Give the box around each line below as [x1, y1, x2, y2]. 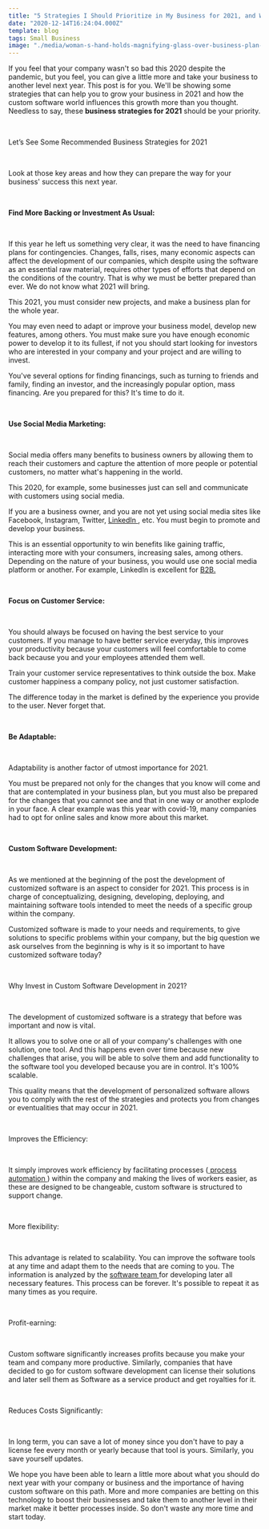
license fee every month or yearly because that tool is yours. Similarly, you [8, 1446, 255, 1455]
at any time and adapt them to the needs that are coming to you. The [8, 1261, 235, 1271]
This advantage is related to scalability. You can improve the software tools [8, 1253, 256, 1263]
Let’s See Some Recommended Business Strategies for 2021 [8, 137, 208, 147]
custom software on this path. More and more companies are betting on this [8, 1486, 259, 1496]
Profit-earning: [8, 1318, 57, 1328]
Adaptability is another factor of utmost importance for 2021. [8, 763, 208, 773]
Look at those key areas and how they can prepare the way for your [8, 168, 232, 178]
